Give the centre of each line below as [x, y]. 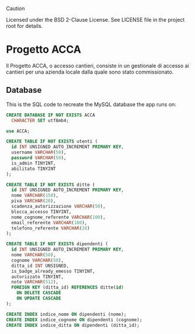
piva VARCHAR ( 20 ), [34, 201]
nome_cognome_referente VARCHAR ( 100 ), [59, 217]
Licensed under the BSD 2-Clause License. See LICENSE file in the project [95, 20]
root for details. [25, 26]
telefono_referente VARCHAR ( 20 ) [51, 228]
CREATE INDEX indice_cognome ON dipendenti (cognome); [74, 320]
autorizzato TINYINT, [38, 277]
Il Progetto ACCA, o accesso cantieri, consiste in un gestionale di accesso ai [98, 65]
